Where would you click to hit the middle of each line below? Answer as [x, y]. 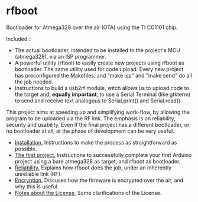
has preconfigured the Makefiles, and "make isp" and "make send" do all [103, 75]
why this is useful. [37, 186]
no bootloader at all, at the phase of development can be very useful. [90, 131]
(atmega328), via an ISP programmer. [60, 56]
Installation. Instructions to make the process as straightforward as [96, 142]
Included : [18, 39]
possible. [26, 149]
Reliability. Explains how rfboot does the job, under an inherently [93, 168]
